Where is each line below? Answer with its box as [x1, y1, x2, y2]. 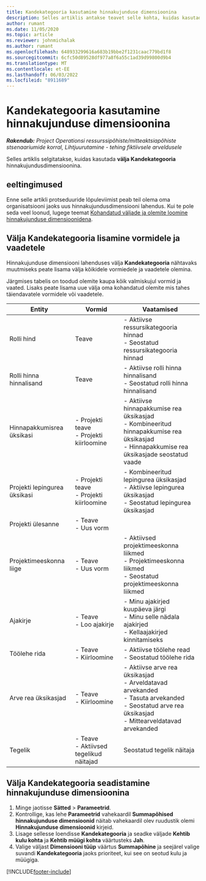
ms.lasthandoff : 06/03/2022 [6, 72, 78, 78]
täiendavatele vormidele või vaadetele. [6, 290, 104, 298]
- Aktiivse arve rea [123, 663, 178, 671]
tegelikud [75, 749, 102, 758]
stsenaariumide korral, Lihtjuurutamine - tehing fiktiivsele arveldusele [6, 143, 182, 151]
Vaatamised [142, 304, 178, 313]
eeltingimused [6, 180, 63, 190]
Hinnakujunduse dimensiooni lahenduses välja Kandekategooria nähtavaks [6, 259, 197, 267]
